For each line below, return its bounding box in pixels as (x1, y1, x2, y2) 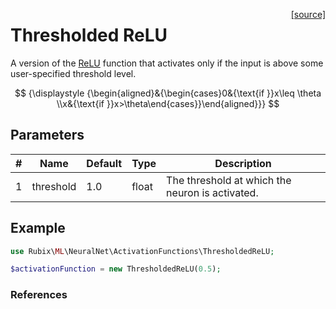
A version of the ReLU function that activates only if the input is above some (10, 57, 324, 69)
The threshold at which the (166, 173, 292, 187)
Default (86, 156, 123, 170)
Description (214, 156, 272, 170)
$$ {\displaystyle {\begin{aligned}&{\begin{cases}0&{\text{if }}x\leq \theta (14, 87, 322, 99)
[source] (290, 9, 326, 20)
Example (10, 220, 66, 237)
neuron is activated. (166, 185, 259, 199)
